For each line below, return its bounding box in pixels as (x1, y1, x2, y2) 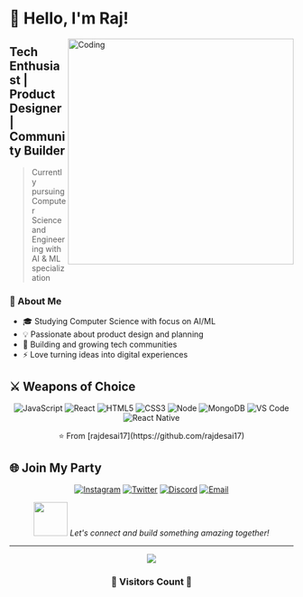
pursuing (31, 186, 65, 197)
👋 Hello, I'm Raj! (9, 8, 129, 29)
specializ (31, 263, 65, 274)
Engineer (31, 234, 66, 245)
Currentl (31, 167, 63, 177)
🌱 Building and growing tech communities (22, 339, 178, 350)
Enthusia (9, 58, 60, 73)
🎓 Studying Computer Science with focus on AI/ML (22, 316, 216, 327)
